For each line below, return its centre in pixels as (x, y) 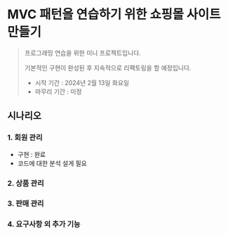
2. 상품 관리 (26, 183)
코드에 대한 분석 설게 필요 (52, 163)
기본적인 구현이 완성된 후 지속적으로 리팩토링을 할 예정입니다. (108, 68)
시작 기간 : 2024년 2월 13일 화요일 (82, 82)
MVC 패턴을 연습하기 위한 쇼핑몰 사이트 (114, 14)
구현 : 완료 (32, 154)
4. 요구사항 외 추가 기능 (44, 224)
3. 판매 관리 (26, 203)
